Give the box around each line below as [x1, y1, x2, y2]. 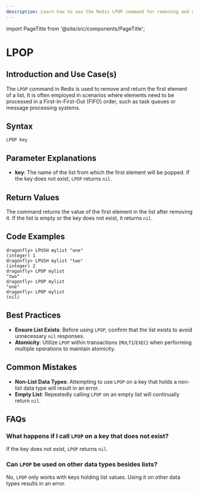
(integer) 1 [6, 252, 36, 258]
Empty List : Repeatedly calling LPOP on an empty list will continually [14, 390, 179, 398]
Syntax [6, 121, 33, 131]
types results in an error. [6, 480, 66, 487]
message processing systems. [6, 104, 81, 111]
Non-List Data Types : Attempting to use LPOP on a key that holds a [14, 378, 177, 385]
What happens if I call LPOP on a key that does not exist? [6, 432, 169, 440]
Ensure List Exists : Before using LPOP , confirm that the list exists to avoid [14, 326, 192, 333]
